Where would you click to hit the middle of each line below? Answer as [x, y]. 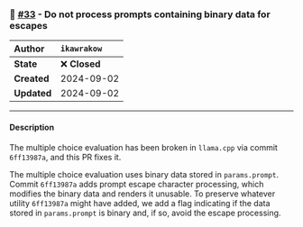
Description [32, 127]
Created [32, 78]
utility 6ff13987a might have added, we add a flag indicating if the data [140, 203]
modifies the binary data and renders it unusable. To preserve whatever [142, 194]
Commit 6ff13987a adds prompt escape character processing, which [137, 184]
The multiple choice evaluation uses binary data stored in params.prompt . [144, 174]
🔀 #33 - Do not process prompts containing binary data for [140, 14]
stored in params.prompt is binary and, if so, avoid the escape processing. [145, 213]
